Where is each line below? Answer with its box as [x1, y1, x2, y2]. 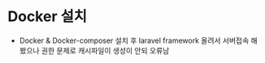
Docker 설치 [7, 7, 87, 26]
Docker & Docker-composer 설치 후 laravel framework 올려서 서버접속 [19, 36, 250, 45]
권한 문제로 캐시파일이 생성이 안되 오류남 [41, 45, 170, 55]
